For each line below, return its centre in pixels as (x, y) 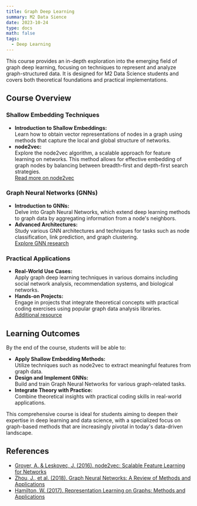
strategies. (28, 172)
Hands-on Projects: (39, 296)
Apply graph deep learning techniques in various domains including (96, 277)
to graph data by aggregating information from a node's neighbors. (96, 218)
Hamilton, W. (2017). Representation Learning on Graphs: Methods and (100, 490)
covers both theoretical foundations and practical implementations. (87, 79)
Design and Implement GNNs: (52, 377)
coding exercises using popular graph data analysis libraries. (88, 309)
